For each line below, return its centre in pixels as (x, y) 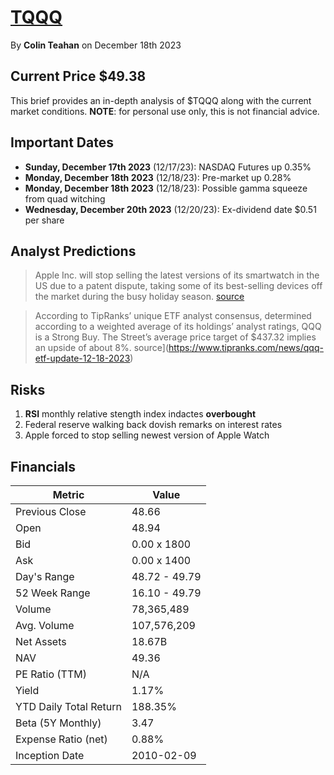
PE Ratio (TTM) (51, 674)
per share (44, 220)
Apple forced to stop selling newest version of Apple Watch (147, 435)
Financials (43, 466)
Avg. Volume (45, 625)
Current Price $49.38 (78, 76)
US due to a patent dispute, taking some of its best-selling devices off (178, 286)
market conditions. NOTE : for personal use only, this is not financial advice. (165, 111)
